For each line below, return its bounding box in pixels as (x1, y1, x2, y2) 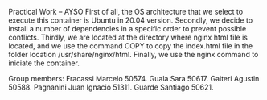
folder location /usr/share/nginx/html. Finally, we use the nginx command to (8, 50, 259, 59)
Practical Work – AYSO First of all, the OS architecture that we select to (8, 7, 244, 16)
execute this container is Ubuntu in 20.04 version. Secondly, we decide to (8, 15, 253, 25)
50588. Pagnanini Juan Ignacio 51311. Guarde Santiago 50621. (8, 82, 214, 92)
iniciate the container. (8, 58, 80, 68)
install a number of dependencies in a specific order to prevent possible (8, 24, 247, 33)
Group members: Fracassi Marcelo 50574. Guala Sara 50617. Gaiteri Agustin (8, 74, 260, 83)
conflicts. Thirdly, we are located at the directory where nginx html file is (8, 32, 248, 42)
